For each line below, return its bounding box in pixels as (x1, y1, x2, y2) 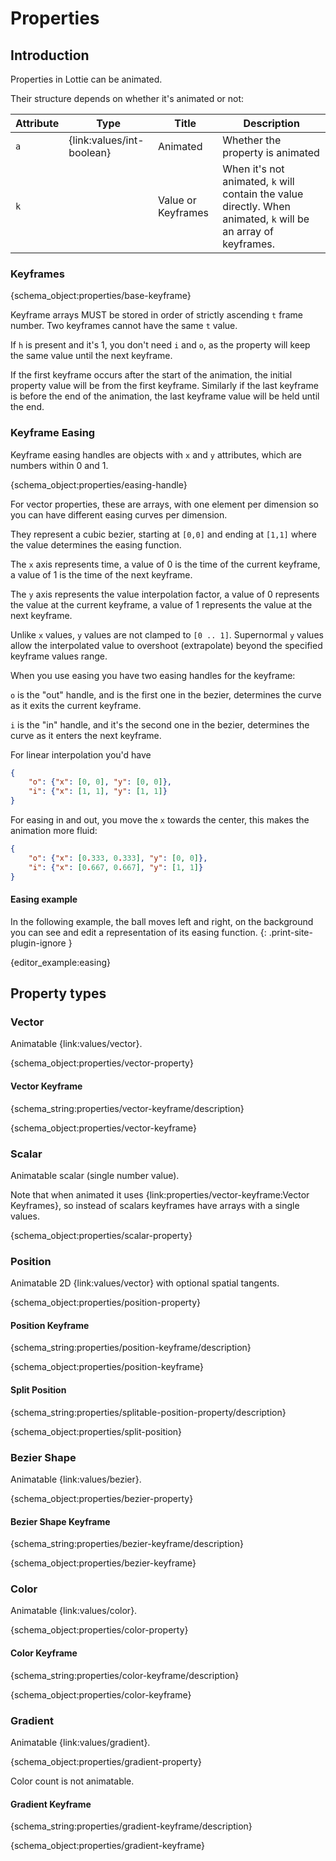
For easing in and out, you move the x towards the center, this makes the (10, 814, 310, 826)
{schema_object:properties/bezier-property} (10, 1492, 194, 1504)
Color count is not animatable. (10, 1775, 135, 1787)
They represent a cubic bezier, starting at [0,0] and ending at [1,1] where (10, 528, 317, 540)
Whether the (222, 133, 282, 147)
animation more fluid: (10, 825, 98, 837)
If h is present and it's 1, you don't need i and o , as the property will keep (10, 339, 311, 351)
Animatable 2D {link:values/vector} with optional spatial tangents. (10, 1277, 280, 1289)
